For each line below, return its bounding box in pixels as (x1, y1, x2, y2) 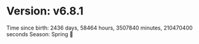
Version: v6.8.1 (6, 4, 84, 18)
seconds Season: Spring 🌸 (6, 30, 74, 37)
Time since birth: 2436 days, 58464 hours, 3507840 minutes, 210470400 (6, 24, 193, 31)
